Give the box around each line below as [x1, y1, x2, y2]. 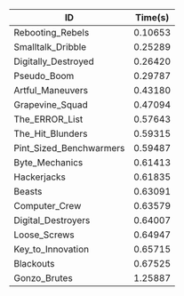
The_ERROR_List [13, 113, 84, 125]
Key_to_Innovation [13, 244, 90, 255]
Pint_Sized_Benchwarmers [13, 142, 125, 154]
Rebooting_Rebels [13, 27, 90, 38]
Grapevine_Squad [13, 99, 89, 110]
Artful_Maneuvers [13, 84, 89, 96]
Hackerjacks [13, 171, 67, 183]
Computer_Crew [13, 200, 82, 212]
